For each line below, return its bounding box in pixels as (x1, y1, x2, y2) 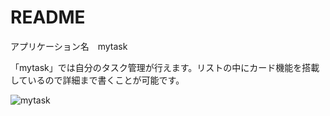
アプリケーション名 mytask (10, 40, 128, 52)
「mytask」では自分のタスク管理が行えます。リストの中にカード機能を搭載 (10, 61, 320, 73)
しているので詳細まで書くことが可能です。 (10, 74, 185, 86)
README (10, 6, 86, 29)
